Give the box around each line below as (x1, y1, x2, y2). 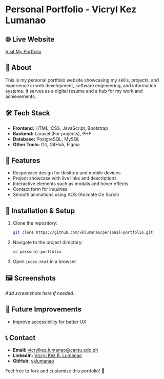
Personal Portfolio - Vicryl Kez (5, 4, 137, 15)
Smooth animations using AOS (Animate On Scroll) (12, 191, 119, 198)
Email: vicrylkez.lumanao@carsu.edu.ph (12, 347, 98, 353)
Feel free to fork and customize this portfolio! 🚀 (5, 368, 105, 374)
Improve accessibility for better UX (12, 318, 87, 325)
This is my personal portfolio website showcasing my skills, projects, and (5, 77, 159, 83)
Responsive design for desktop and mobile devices (12, 170, 121, 176)
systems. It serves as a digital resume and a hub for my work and (5, 88, 143, 94)
